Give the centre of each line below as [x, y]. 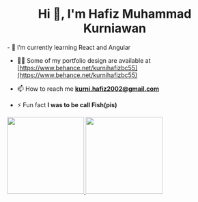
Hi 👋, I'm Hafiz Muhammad [115, 14]
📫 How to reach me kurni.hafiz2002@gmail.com [88, 89]
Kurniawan [115, 28]
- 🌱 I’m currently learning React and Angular [69, 47]
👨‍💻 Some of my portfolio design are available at [84, 60]
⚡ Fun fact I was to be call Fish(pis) [67, 104]
